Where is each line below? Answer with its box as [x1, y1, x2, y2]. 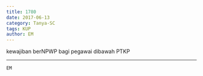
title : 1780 [6, 8, 36, 15]
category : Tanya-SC [6, 20, 56, 26]
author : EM [6, 31, 34, 37]
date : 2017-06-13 [6, 14, 50, 21]
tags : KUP [6, 25, 31, 32]
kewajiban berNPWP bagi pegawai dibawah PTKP [6, 48, 130, 55]
